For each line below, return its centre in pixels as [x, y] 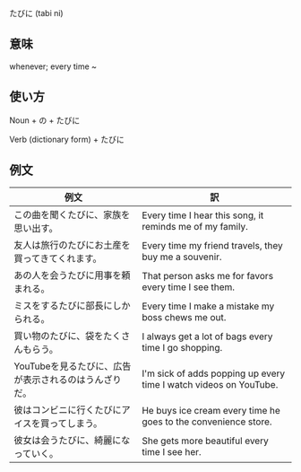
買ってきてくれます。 [58, 258]
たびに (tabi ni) [37, 13]
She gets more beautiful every [205, 441]
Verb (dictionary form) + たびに [67, 139]
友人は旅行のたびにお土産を [73, 245]
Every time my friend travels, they [213, 246]
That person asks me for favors [208, 276]
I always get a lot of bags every [207, 337]
